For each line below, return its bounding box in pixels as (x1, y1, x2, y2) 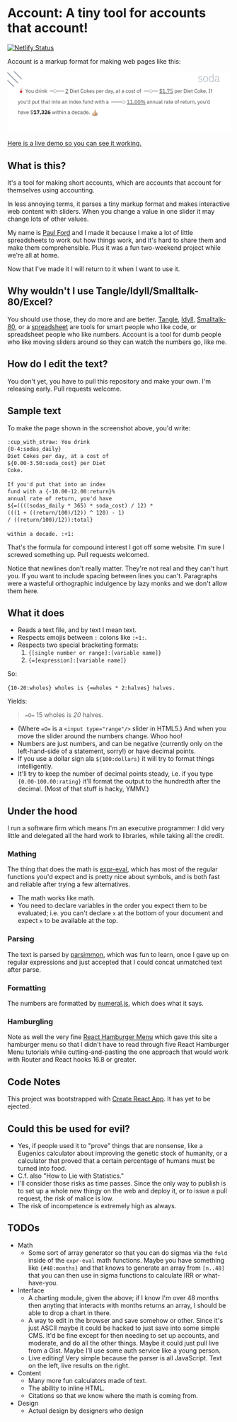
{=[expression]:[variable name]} (28, 657, 127, 665)
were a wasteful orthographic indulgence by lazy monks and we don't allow (7, 579, 228, 587)
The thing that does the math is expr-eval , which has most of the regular (7, 865, 218, 873)
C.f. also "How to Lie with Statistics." (17, 1171, 125, 1180)
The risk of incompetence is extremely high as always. (17, 1201, 177, 1210)
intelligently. (17, 762, 53, 771)
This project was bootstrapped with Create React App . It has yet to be (7, 1095, 211, 1103)
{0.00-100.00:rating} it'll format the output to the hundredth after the (17, 777, 221, 786)
